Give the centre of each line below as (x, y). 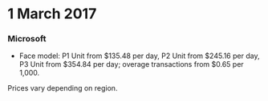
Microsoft (27, 39)
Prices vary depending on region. (63, 88)
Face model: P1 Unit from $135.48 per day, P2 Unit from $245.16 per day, (139, 56)
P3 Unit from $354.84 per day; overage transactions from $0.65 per (131, 64)
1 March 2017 (52, 14)
